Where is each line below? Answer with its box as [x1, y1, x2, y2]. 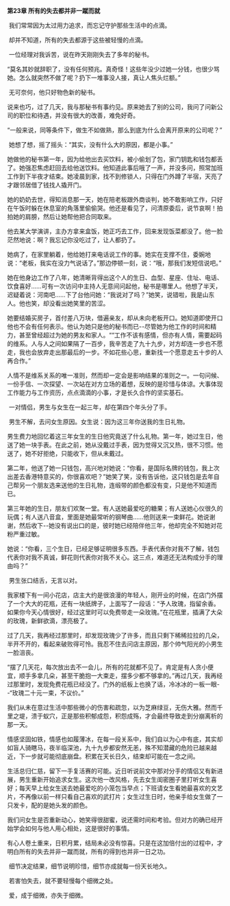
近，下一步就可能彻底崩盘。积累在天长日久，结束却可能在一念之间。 [7, 752, 199, 760]
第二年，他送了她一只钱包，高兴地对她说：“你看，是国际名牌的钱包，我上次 [7, 464, 220, 472]
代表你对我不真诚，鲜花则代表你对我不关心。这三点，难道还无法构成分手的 [7, 553, 217, 561]
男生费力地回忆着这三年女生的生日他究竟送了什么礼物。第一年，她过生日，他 [7, 432, 223, 440]
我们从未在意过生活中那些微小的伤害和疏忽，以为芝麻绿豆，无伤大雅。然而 [7, 704, 217, 711]
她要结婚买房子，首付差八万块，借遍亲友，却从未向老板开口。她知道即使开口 [7, 314, 223, 322]
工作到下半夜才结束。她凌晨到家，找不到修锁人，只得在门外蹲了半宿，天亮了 [7, 172, 223, 181]
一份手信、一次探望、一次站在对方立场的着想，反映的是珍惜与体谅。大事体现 [7, 380, 223, 388]
